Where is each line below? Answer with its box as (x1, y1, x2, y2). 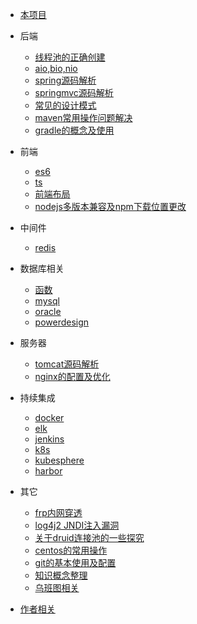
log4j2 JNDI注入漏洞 (34, 519, 120, 531)
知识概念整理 (34, 569, 88, 581)
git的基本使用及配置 (34, 557, 117, 568)
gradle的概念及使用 (34, 124, 115, 136)
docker (34, 412, 65, 423)
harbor (34, 465, 63, 477)
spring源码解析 (34, 74, 97, 86)
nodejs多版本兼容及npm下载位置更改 (34, 201, 187, 212)
